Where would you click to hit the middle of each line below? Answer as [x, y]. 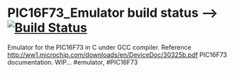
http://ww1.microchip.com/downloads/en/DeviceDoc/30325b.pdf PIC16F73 [117, 55]
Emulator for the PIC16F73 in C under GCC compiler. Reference [99, 47]
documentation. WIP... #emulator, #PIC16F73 [73, 62]
